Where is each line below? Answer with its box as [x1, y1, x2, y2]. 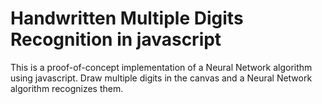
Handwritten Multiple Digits [10, 7, 244, 30]
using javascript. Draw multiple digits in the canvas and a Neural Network [10, 72, 313, 84]
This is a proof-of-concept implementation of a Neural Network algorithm [10, 61, 313, 73]
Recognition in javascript [10, 28, 222, 51]
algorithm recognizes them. [10, 82, 124, 94]
